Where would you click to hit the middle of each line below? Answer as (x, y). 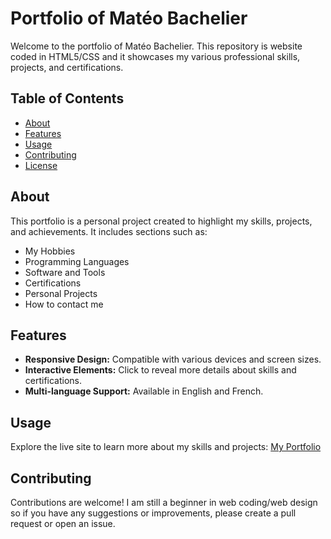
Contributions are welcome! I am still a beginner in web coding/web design (164, 502)
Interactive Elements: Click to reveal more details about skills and (160, 370)
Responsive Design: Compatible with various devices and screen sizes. (173, 359)
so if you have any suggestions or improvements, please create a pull (153, 513)
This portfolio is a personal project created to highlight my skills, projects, (161, 221)
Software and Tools (65, 272)
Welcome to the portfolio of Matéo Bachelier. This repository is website (156, 46)
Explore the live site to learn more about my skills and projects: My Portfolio (166, 447)
